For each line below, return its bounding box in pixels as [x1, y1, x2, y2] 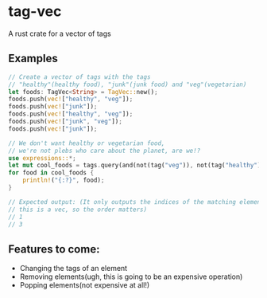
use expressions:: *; [8, 154, 77, 162]
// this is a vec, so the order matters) [8, 206, 148, 214]
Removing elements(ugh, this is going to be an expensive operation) [19, 272, 243, 281]
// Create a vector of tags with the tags [8, 73, 151, 81]
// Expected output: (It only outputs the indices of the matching [8, 198, 237, 206]
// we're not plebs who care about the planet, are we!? [8, 147, 201, 155]
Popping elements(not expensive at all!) [19, 280, 150, 290]
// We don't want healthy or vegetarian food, [8, 139, 165, 147]
